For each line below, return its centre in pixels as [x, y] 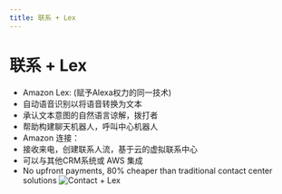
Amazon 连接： [51, 138]
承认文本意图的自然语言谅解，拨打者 [90, 115]
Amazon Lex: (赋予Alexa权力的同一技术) [97, 92]
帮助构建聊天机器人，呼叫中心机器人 [90, 126]
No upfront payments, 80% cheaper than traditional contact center [147, 170]
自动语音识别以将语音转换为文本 [82, 103]
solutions [39, 180]
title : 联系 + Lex [43, 18]
